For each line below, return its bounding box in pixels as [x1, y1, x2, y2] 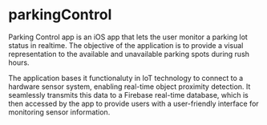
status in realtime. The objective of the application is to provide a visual [8, 40, 244, 50]
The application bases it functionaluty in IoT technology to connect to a [8, 73, 244, 83]
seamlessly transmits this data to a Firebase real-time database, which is [8, 90, 249, 99]
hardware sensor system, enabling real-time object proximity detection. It [8, 82, 251, 91]
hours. [8, 58, 30, 67]
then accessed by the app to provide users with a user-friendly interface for [8, 99, 259, 108]
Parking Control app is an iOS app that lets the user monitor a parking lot [8, 32, 249, 42]
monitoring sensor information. [8, 107, 111, 117]
